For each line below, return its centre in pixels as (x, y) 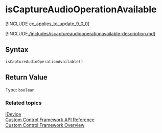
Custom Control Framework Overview (45, 125)
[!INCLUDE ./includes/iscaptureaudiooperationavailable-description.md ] (80, 33)
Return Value (26, 77)
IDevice (13, 114)
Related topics (24, 103)
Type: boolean (20, 90)
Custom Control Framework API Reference (50, 120)
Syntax (17, 50)
